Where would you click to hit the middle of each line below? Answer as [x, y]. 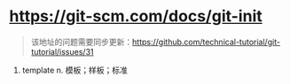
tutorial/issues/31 [62, 51]
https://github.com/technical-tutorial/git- [206, 42]
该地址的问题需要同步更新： [82, 42]
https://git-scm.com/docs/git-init [136, 16]
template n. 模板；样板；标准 [75, 70]
